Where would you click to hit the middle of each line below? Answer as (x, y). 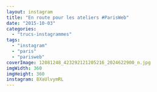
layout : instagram (30, 12)
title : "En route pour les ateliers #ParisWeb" (68, 18)
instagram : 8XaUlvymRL (35, 79)
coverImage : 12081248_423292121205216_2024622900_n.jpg (78, 62)
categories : (21, 29)
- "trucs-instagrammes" (42, 34)
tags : (13, 40)
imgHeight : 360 (26, 74)
